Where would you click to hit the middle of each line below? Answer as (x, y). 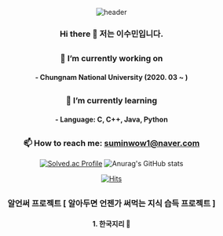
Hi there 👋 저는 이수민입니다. (111, 34)
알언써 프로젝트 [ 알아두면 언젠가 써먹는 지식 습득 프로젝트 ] (111, 204)
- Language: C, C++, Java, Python (111, 119)
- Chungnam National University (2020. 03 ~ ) (111, 77)
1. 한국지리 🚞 (111, 223)
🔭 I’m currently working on (111, 59)
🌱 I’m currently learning (111, 100)
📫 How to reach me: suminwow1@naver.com (111, 143)
